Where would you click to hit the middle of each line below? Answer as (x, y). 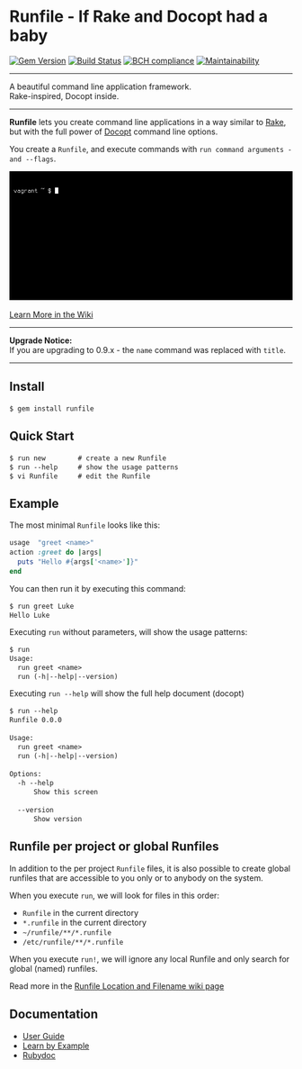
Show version (58, 819)
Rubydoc (39, 1055)
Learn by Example (56, 1046)
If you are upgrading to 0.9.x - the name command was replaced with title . (147, 350)
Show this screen (66, 792)
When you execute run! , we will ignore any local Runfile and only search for (150, 959)
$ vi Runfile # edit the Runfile (80, 476)
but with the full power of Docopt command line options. (114, 131)
